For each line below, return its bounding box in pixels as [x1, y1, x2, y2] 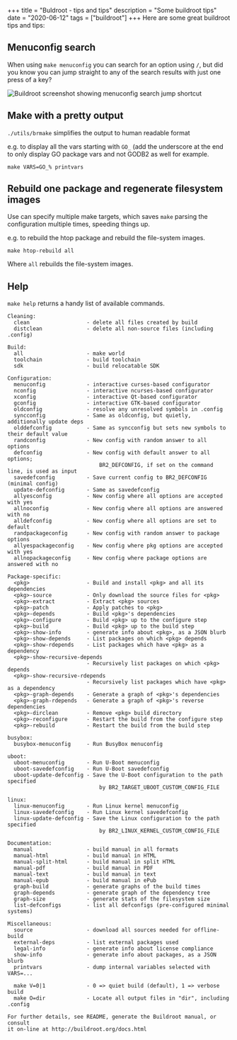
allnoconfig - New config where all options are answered [13, 505, 223, 512]
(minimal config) [7, 480, 59, 487]
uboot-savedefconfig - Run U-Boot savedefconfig [13, 765, 170, 773]
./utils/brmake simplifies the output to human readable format [7, 128, 190, 137]
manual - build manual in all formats [13, 846, 179, 853]
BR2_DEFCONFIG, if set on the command [98, 462, 214, 469]
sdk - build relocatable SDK [13, 363, 160, 370]
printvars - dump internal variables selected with [13, 963, 211, 971]
